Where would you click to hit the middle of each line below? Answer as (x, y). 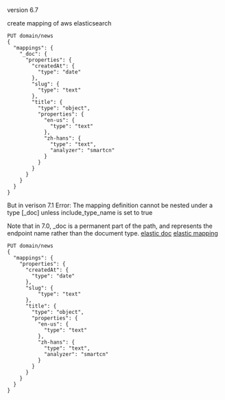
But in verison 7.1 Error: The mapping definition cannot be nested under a (110, 205)
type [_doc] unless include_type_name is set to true (80, 212)
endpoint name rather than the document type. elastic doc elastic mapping (113, 233)
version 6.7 (23, 10)
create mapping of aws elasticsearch (59, 23)
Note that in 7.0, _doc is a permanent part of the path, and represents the (110, 226)
